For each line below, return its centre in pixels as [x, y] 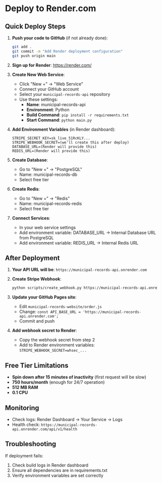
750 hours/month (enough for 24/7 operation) [58, 382]
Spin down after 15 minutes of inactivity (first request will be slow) [79, 377]
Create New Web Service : [38, 74]
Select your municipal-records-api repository [65, 94]
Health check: [26, 424]
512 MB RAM [25, 388]
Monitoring [22, 408]
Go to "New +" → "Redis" [44, 198]
